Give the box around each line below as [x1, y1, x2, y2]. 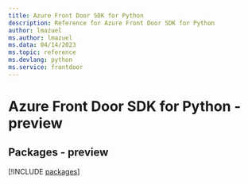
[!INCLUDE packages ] [8, 167, 80, 176]
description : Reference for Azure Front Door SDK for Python [8, 19, 215, 27]
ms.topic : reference [8, 48, 77, 56]
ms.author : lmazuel [8, 33, 73, 42]
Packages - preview [8, 146, 109, 159]
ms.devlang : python [8, 56, 73, 64]
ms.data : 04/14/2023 [8, 41, 77, 49]
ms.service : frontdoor [8, 63, 83, 71]
